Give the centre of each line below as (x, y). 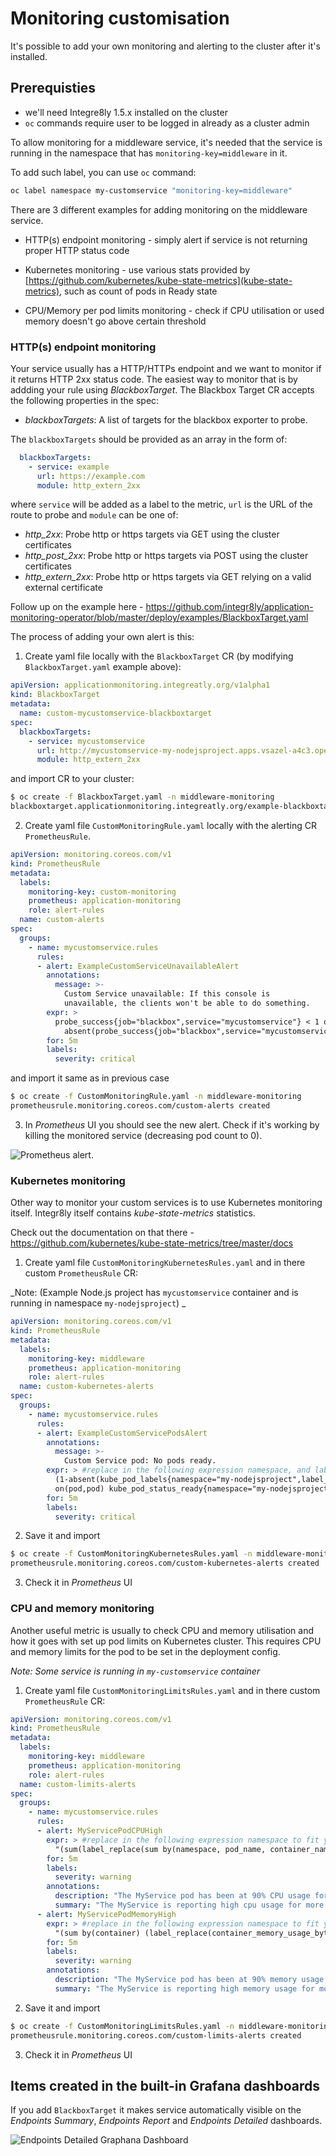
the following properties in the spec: (85, 400)
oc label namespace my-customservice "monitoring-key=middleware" (151, 190)
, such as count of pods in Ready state (138, 291)
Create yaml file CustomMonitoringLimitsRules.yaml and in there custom (172, 1690)
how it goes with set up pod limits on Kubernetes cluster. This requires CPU (166, 1641)
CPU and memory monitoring (82, 1609)
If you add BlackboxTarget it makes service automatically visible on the (156, 2110)
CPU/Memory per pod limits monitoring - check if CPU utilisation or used (174, 310)
